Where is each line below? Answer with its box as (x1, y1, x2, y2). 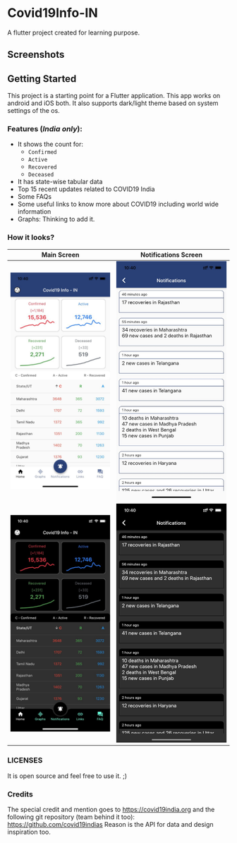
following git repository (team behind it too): (7, 813, 135, 821)
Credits (7, 789, 33, 799)
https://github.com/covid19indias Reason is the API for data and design (7, 820, 214, 828)
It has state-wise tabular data (17, 178, 103, 186)
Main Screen (41, 250, 80, 259)
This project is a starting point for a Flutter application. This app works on (7, 92, 221, 100)
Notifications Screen (140, 250, 203, 259)
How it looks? (7, 233, 55, 243)
